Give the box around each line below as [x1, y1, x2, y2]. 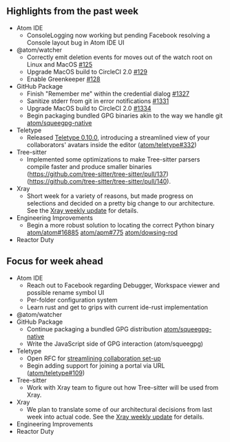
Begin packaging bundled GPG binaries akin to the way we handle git [26, 111, 223, 120]
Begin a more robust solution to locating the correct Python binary [26, 221, 215, 229]
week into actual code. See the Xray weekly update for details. [26, 412, 205, 421]
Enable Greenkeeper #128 [26, 75, 101, 83]
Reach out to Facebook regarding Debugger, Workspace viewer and [26, 281, 220, 289]
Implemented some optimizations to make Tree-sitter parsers [26, 155, 200, 164]
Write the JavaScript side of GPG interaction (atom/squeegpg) [26, 340, 204, 348]
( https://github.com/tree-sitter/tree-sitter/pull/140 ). [26, 177, 171, 185]
